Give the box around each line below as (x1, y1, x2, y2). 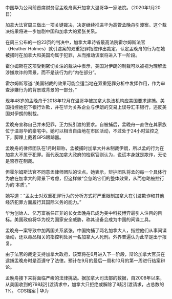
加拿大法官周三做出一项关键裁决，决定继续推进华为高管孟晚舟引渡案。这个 (5, 22, 162, 28)
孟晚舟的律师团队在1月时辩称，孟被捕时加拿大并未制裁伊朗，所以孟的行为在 (5, 145, 164, 151)
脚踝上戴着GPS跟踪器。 (14, 134, 64, 140)
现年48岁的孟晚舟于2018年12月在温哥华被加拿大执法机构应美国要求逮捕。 (5, 98, 160, 104)
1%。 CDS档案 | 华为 (5, 288, 49, 294)
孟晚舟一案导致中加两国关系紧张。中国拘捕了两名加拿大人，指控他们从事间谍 (5, 228, 167, 233)
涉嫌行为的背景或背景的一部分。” (9, 87, 77, 92)
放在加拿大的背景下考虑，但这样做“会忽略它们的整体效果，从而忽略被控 (9, 175, 160, 181)
